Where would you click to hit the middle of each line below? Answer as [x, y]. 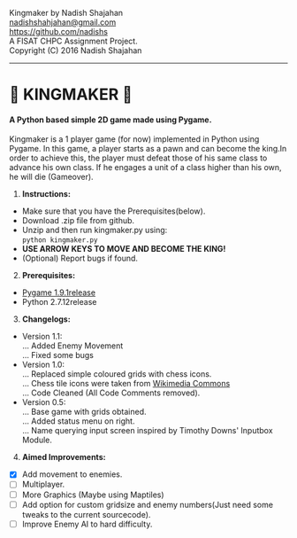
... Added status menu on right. [78, 421]
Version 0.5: [44, 402]
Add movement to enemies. [72, 474]
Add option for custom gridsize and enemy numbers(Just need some [148, 504]
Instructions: [46, 194]
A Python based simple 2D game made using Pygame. [110, 120]
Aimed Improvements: [64, 457]
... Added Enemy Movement [72, 346]
